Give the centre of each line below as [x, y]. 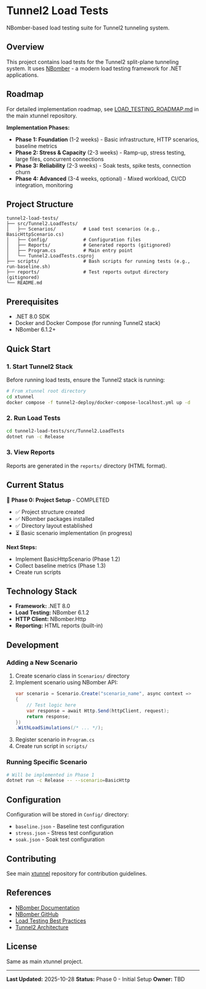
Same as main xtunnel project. [45, 961]
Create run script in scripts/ [51, 746]
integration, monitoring [44, 185]
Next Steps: [22, 547]
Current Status [35, 485]
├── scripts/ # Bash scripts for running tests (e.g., [98, 262]
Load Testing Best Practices [51, 921]
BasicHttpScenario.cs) [35, 235]
